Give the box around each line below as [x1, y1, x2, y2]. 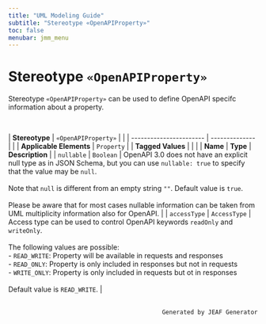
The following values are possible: [8, 242, 120, 252]
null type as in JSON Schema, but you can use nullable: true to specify [8, 158, 245, 168]
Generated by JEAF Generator [161, 308, 258, 317]
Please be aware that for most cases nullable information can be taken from [8, 200, 256, 210]
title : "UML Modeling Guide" [8, 11, 104, 20]
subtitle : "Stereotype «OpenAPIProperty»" [8, 19, 150, 27]
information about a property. [8, 102, 104, 112]
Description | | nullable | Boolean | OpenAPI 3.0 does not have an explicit [8, 150, 248, 159]
